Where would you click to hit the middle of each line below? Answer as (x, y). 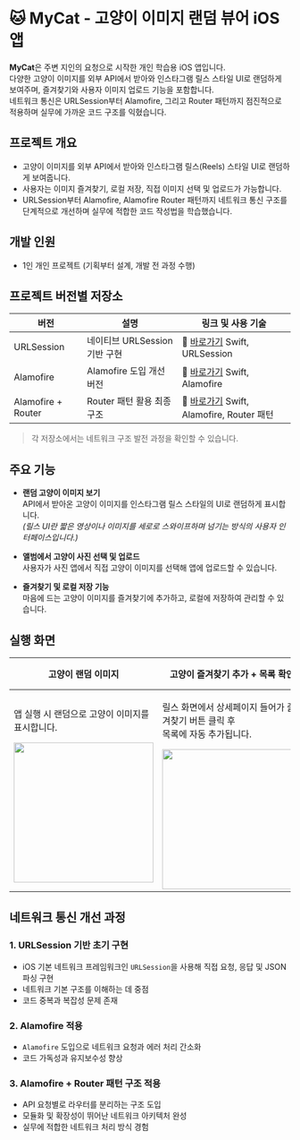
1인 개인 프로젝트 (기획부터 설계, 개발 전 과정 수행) (108, 265)
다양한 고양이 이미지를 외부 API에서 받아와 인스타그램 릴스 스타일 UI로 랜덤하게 (146, 78)
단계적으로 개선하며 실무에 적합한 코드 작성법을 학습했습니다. (127, 210)
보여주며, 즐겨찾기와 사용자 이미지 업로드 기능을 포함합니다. (112, 90)
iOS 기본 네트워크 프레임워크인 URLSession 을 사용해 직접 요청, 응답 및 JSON (154, 966)
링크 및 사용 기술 (234, 323)
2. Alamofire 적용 (46, 1025)
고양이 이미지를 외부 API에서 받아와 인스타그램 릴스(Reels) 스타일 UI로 (144, 166)
